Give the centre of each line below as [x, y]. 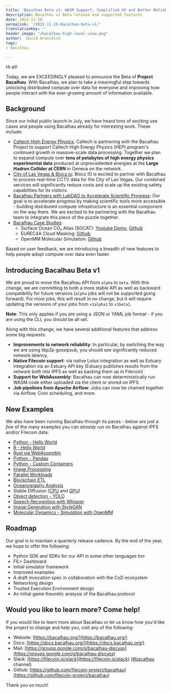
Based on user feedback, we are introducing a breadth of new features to [82, 249]
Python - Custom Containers [43, 464]
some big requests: [26, 335]
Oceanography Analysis [38, 485]
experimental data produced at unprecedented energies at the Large [86, 163]
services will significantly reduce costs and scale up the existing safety [87, 185]
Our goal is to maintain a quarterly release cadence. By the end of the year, [84, 540]
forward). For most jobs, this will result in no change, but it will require [79, 299]
